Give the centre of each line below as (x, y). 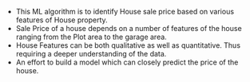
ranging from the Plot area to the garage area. (91, 37)
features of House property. (62, 20)
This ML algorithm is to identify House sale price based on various (125, 12)
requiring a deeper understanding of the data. (91, 54)
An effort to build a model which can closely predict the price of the (127, 62)
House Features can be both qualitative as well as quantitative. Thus (128, 45)
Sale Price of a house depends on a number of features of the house (129, 28)
